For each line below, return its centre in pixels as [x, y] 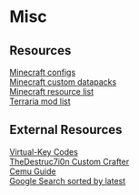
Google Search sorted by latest [68, 180]
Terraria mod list [40, 101]
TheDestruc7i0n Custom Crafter [69, 161]
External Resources [66, 130]
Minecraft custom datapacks [63, 82]
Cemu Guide [33, 171]
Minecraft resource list [51, 92]
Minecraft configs [43, 72]
